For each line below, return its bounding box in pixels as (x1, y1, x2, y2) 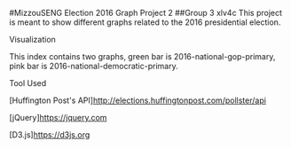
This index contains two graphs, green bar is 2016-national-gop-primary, (9, 51, 276, 61)
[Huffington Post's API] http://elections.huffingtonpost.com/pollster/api (9, 95, 266, 106)
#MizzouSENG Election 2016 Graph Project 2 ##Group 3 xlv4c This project (9, 8, 282, 18)
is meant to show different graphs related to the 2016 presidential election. (9, 17, 281, 27)
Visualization (9, 35, 56, 44)
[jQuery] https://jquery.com (9, 113, 107, 122)
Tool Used (9, 78, 47, 88)
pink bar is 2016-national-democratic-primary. (9, 61, 179, 71)
